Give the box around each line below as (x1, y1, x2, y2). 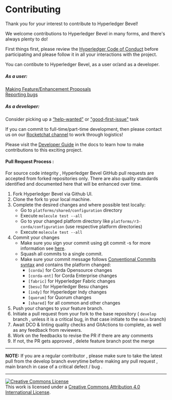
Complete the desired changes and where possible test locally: (12, 202, 146, 208)
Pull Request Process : (5, 158, 54, 165)
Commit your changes (12, 234, 60, 241)
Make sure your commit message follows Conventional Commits (20, 256, 156, 263)
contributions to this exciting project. (5, 147, 83, 153)
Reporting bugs (5, 91, 38, 97)
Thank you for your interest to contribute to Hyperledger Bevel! (5, 21, 138, 27)
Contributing (5, 4, 61, 15)
